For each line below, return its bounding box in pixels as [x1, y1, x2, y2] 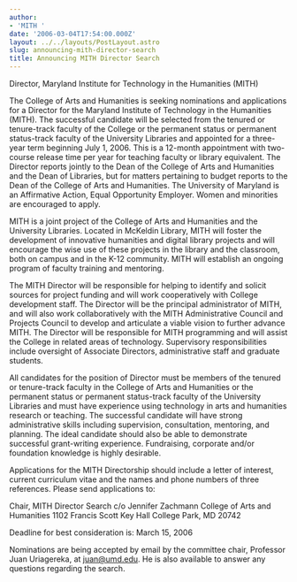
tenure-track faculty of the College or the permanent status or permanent [9, 124, 277, 134]
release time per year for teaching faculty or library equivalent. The [36, 152, 281, 162]
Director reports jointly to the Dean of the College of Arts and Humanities [9, 161, 275, 172]
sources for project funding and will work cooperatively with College [9, 289, 259, 300]
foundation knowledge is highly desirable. [9, 448, 162, 458]
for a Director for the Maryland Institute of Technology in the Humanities [9, 105, 272, 115]
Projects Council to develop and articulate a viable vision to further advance [9, 318, 286, 328]
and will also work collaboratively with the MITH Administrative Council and [9, 309, 284, 318]
